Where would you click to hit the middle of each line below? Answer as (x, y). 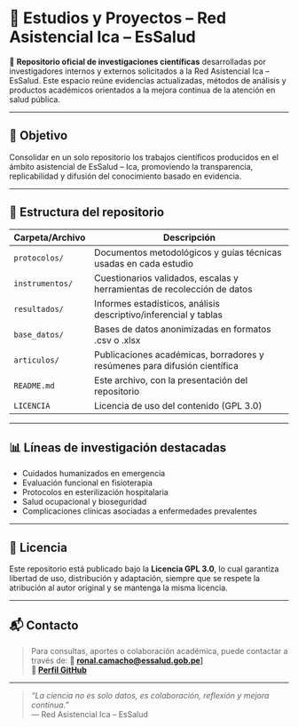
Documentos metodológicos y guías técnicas (188, 252)
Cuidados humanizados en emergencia (94, 474)
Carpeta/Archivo (50, 237)
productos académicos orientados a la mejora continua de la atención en (142, 90)
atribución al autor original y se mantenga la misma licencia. (118, 588)
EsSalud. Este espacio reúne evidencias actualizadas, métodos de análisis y (148, 80)
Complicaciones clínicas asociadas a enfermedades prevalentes (139, 511)
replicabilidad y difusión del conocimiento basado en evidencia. (125, 176)
